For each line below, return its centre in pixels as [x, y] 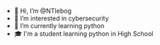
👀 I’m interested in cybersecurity [61, 18]
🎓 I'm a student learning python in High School [84, 34]
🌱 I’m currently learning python [59, 26]
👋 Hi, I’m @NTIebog [43, 11]
